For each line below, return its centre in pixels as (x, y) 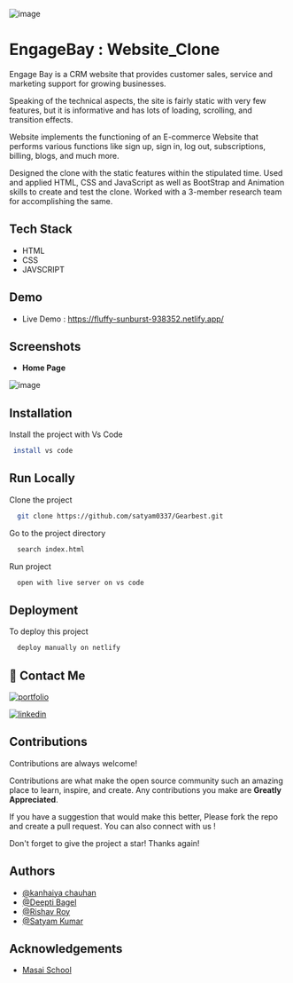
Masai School (47, 970)
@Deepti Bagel (49, 902)
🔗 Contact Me (47, 675)
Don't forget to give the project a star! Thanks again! (104, 843)
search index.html (51, 549)
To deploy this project (49, 631)
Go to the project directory (58, 533)
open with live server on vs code (81, 583)
